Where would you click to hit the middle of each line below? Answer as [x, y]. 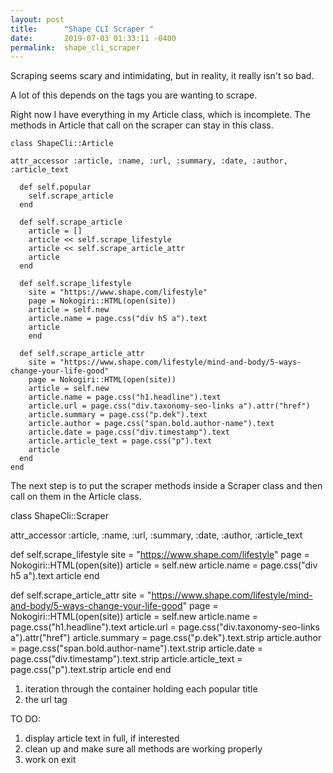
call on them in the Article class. [76, 497]
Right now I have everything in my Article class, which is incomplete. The [160, 115]
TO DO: [26, 719]
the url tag [46, 700]
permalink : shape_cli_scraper [75, 47]
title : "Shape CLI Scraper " [82, 29]
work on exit [50, 760]
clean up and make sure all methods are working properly [143, 749]
